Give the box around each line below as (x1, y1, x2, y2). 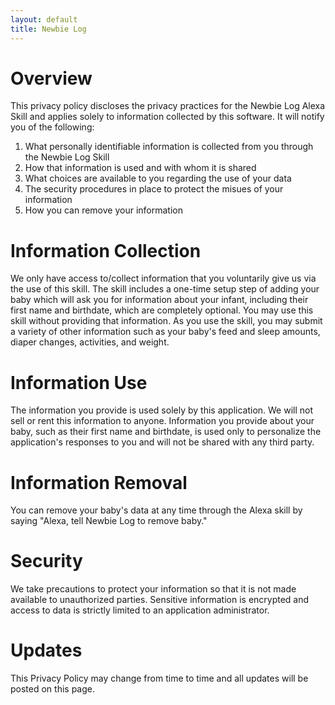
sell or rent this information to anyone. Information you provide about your (10, 415, 315, 427)
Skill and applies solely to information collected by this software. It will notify (10, 111, 325, 123)
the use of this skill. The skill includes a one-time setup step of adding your (10, 283, 320, 295)
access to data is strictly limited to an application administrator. (10, 604, 270, 616)
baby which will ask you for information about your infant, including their (10, 294, 309, 306)
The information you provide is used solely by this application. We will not (10, 404, 314, 416)
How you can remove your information (24, 204, 183, 216)
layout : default (10, 14, 78, 25)
